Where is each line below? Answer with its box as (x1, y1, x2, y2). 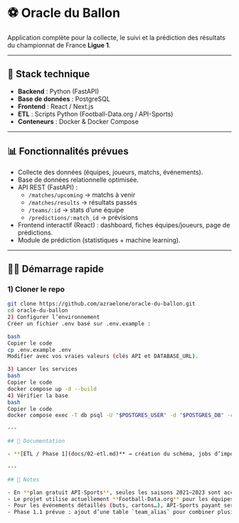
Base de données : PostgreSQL (17, 95, 110, 103)
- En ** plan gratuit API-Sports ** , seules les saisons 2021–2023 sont (7, 489, 221, 496)
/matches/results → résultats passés (28, 198, 137, 206)
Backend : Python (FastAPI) (17, 87, 100, 95)
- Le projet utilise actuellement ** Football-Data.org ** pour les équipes (7, 495, 234, 502)
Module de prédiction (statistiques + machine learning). (17, 235, 181, 244)
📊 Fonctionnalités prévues (7, 146, 129, 158)
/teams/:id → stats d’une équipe (28, 205, 124, 214)
